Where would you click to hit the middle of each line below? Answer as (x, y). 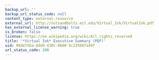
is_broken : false (23, 32)
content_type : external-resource (39, 18)
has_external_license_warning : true (42, 28)
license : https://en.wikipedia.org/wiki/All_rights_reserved (69, 37)
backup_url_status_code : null (36, 14)
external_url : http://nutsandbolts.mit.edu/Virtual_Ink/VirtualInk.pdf (79, 23)
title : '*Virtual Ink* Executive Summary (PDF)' (56, 41)
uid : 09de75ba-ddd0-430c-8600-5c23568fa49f (50, 45)
